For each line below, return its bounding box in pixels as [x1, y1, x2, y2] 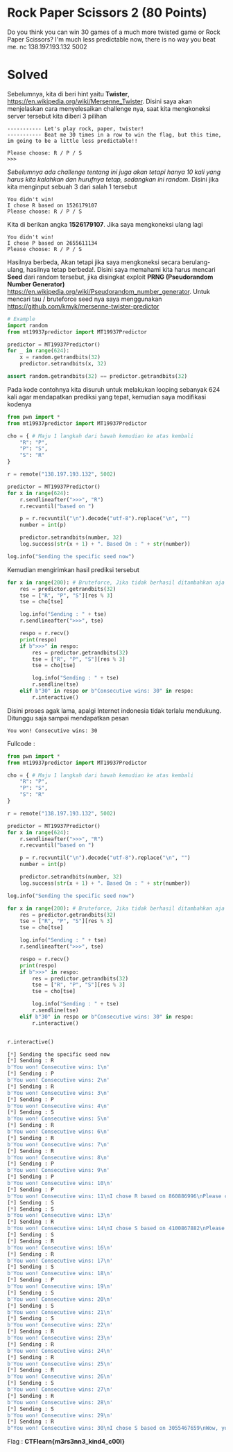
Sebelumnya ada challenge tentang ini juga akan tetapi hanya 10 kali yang [7, 168, 221, 176]
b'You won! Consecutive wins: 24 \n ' [7, 1347, 113, 1354]
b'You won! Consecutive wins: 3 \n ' [7, 1089, 110, 1096]
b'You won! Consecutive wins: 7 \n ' [7, 1141, 110, 1148]
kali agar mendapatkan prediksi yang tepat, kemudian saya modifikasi [7, 392, 207, 401]
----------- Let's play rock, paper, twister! [7, 125, 144, 132]
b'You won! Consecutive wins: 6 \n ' [7, 1128, 110, 1135]
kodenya [7, 400, 33, 408]
